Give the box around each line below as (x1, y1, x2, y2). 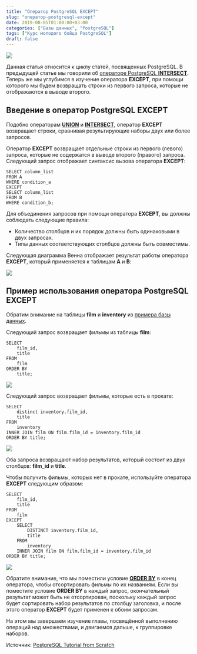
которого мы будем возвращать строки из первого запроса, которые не (6, 82, 188, 89)
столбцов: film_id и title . (6, 462, 66, 469)
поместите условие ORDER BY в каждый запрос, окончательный (6, 587, 169, 594)
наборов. (6, 630, 29, 637)
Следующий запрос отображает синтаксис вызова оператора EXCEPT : (6, 157, 186, 164)
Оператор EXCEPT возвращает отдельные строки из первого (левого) (6, 145, 183, 152)
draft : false (6, 36, 38, 42)
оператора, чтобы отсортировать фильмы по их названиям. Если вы (6, 581, 178, 588)
